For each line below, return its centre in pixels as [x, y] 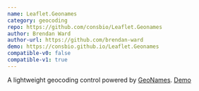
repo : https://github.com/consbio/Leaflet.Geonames [85, 27]
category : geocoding [38, 20]
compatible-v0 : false [39, 54]
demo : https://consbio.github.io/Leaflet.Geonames [83, 47]
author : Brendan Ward [39, 34]
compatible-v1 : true [38, 60]
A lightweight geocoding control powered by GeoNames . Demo [99, 80]
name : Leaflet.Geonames [42, 14]
